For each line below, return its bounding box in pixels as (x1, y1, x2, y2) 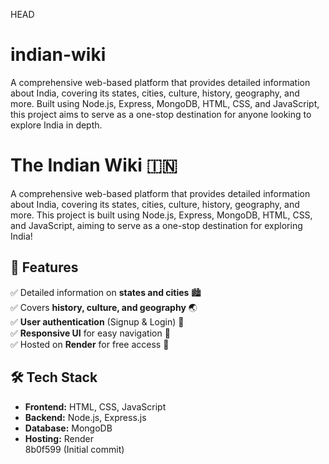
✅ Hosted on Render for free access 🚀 (10, 338, 170, 350)
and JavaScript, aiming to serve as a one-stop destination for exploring (10, 219, 303, 231)
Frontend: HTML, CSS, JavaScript (24, 400, 167, 413)
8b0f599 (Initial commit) (24, 443, 125, 455)
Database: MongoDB (24, 422, 113, 434)
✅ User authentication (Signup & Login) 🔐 (10, 315, 185, 328)
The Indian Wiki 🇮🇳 (10, 154, 178, 177)
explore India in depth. (10, 119, 103, 131)
